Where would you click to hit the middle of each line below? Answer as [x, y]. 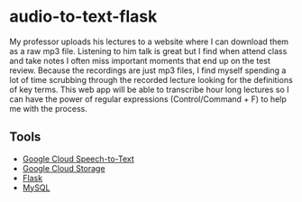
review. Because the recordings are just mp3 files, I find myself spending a [148, 70]
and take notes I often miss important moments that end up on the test [140, 60]
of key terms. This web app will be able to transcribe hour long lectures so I [150, 89]
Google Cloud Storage [64, 168]
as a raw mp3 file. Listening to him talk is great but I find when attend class [148, 50]
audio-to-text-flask [83, 17]
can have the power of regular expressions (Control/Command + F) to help [148, 99]
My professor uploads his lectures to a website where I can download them [149, 41]
